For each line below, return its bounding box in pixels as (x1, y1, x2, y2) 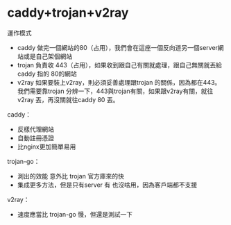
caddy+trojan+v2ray (7, 5, 129, 21)
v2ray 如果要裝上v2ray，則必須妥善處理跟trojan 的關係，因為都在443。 (17, 78, 221, 86)
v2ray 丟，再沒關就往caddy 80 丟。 (17, 95, 119, 103)
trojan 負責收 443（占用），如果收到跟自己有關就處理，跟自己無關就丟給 (17, 60, 222, 69)
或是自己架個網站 (23, 52, 73, 60)
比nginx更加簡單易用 (17, 142, 76, 151)
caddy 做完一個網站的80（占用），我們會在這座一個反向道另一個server (17, 43, 219, 51)
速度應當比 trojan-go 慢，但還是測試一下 (17, 210, 133, 218)
